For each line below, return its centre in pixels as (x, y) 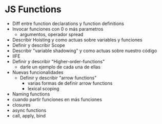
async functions (29, 110)
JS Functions (33, 9)
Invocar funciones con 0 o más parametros (58, 29)
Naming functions (31, 94)
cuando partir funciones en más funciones (57, 99)
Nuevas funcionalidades (38, 72)
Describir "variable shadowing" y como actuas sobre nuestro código (85, 51)
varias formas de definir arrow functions (70, 83)
